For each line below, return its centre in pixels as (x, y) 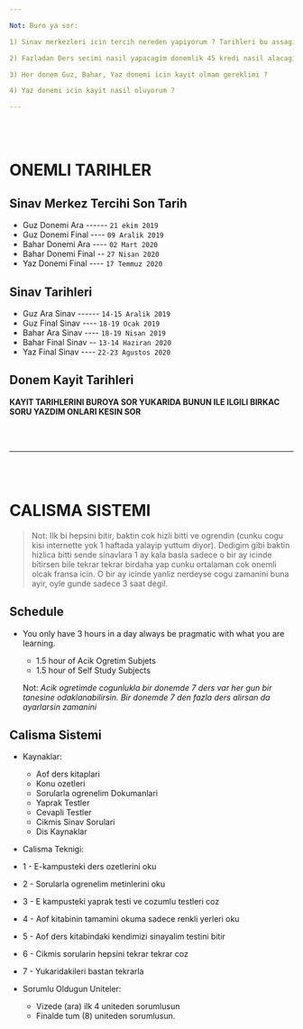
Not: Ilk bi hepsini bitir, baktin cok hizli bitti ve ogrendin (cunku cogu (157, 535)
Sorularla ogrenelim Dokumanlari (96, 794)
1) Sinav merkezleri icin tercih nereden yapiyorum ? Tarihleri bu (139, 41)
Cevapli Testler (64, 813)
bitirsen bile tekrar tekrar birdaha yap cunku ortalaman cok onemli (154, 564)
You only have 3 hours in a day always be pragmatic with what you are (153, 633)
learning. (39, 643)
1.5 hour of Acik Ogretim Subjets (96, 660)
